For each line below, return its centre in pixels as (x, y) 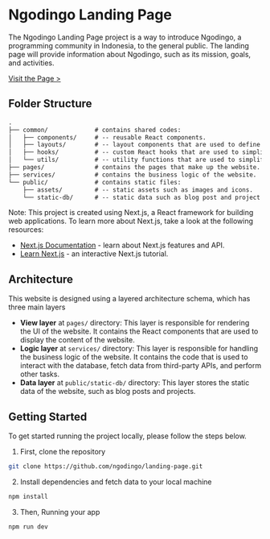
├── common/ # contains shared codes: (95, 130)
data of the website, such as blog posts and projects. (108, 392)
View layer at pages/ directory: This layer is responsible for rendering (135, 323)
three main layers (37, 307)
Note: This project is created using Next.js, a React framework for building (131, 213)
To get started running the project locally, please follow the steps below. (127, 436)
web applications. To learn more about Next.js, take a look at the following (131, 221)
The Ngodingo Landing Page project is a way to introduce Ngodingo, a (125, 37)
